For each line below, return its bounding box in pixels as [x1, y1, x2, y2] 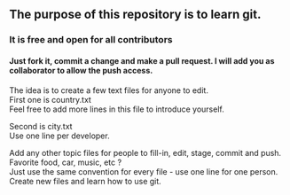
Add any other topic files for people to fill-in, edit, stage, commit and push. [9, 147, 282, 158]
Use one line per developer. [9, 130, 110, 141]
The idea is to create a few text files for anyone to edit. [9, 84, 208, 96]
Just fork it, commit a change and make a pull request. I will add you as [9, 55, 275, 66]
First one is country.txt [9, 94, 91, 105]
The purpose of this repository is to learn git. [9, 7, 262, 22]
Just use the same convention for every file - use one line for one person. [9, 166, 278, 176]
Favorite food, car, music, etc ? [9, 157, 122, 168]
